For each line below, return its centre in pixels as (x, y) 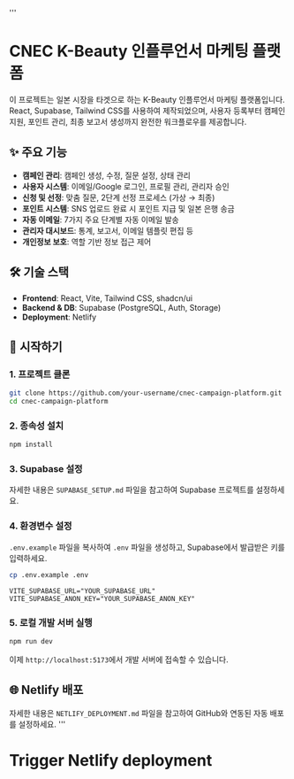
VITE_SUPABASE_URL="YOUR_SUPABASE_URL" (83, 591)
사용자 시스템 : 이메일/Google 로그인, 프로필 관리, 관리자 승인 (125, 186)
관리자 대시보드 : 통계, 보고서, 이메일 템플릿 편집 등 (108, 230)
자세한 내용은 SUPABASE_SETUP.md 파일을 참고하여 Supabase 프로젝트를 (132, 490)
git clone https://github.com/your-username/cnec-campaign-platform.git (146, 393)
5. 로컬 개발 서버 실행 (51, 622)
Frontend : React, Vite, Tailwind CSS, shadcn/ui (107, 298)
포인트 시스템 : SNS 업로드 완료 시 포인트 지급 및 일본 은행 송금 (128, 208)
